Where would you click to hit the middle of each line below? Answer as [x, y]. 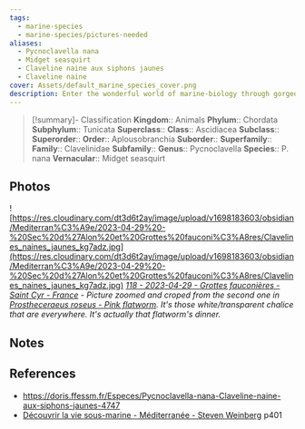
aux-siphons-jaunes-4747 [71, 405]
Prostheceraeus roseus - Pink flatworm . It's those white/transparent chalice [152, 305]
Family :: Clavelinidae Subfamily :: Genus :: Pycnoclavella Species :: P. [160, 148]
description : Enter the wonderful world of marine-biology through [140, 93]
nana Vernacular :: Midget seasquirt [98, 158]
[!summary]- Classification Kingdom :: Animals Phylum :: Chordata [155, 120]
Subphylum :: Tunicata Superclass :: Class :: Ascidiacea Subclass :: [155, 129]
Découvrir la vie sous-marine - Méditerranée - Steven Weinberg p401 [152, 414]
